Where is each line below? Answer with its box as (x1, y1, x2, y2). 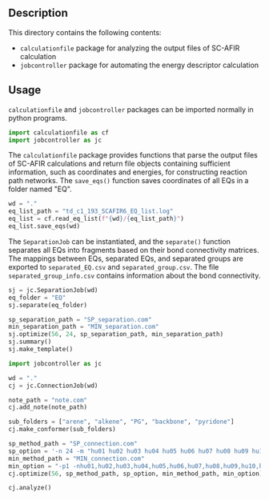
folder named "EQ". (8, 184, 72, 194)
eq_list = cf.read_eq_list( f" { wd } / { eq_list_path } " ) (8, 215, 184, 223)
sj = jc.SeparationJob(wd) (8, 286, 98, 294)
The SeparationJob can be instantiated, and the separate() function (8, 236, 231, 246)
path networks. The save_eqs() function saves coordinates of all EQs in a (8, 176, 249, 186)
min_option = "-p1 (8, 462, 70, 470)
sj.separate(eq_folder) (8, 301, 88, 309)
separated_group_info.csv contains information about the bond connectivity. (8, 270, 261, 280)
